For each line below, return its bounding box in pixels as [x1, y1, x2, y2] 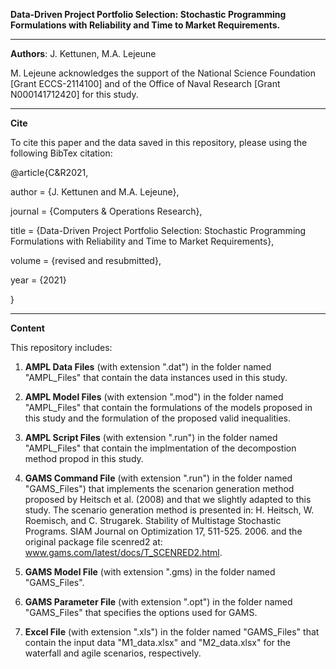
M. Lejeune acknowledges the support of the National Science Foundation [10, 67, 317, 79]
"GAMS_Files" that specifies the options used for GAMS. [24, 607, 258, 618]
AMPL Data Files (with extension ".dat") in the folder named [24, 361, 272, 373]
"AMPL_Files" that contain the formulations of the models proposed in [24, 402, 313, 413]
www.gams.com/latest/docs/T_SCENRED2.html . [24, 547, 223, 558]
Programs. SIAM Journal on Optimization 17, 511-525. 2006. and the [24, 525, 303, 537]
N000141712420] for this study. [10, 89, 139, 100]
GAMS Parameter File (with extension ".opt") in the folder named [24, 596, 293, 608]
